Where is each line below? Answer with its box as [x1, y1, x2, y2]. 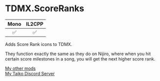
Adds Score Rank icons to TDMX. [5, 41, 72, 47]
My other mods [5, 65, 36, 71]
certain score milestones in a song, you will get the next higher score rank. [5, 56, 156, 61]
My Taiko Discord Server [5, 70, 55, 76]
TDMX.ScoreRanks [5, 3, 85, 14]
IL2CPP [26, 20, 44, 27]
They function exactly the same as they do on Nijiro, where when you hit [5, 51, 151, 57]
